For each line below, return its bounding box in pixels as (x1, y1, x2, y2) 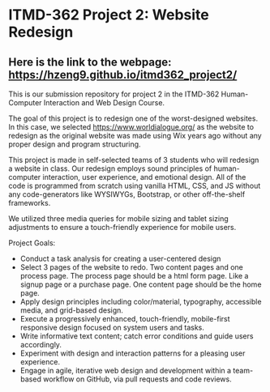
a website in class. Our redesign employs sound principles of (8, 164, 212, 173)
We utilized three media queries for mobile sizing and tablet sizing (8, 214, 229, 224)
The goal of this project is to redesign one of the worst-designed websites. (8, 113, 258, 123)
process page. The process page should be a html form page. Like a (19, 271, 249, 280)
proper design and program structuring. (8, 139, 141, 149)
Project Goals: (8, 238, 56, 248)
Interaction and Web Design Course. (43, 98, 165, 107)
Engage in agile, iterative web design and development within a (19, 366, 232, 375)
